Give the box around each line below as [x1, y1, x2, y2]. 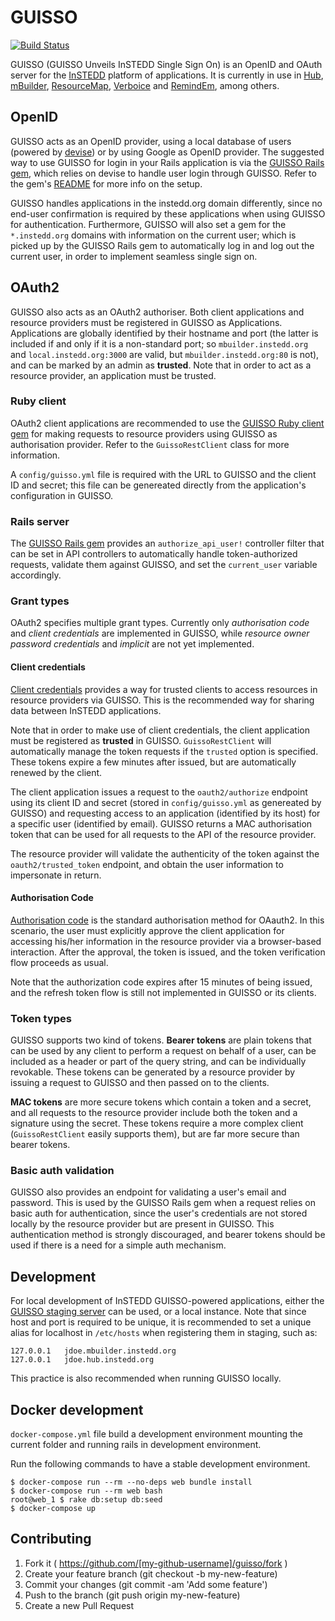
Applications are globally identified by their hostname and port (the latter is [10, 327, 319, 339]
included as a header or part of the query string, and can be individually [10, 1056, 307, 1068]
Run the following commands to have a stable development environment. [10, 1458, 311, 1470]
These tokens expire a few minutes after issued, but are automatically [10, 756, 297, 768]
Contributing [10, 1531, 92, 1548]
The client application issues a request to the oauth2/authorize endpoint [10, 786, 308, 798]
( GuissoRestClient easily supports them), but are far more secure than [10, 1128, 300, 1140]
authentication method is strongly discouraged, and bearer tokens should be [10, 1229, 326, 1241]
